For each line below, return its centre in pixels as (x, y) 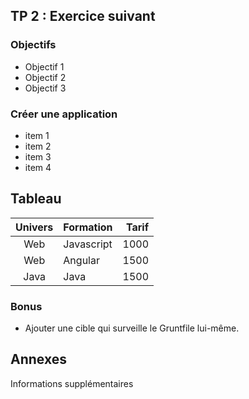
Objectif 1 (44, 66)
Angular (81, 260)
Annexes (38, 359)
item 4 (38, 167)
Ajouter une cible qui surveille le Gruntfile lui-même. (132, 328)
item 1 (37, 135)
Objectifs (33, 45)
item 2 (38, 146)
